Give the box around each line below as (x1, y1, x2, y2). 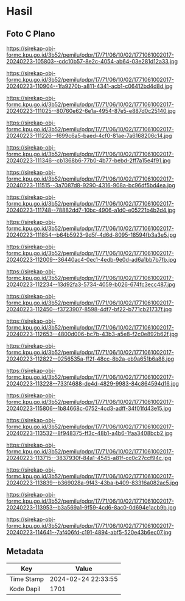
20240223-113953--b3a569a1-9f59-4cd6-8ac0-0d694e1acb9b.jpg (6, 504, 176, 511)
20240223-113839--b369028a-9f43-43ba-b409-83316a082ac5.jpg (6, 479, 178, 486)
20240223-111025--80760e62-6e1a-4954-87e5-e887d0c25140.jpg (6, 107, 176, 114)
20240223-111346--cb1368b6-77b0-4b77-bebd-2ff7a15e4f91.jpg (6, 157, 171, 164)
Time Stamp (9, 575, 44, 583)
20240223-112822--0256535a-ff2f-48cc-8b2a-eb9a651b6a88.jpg (6, 355, 175, 362)
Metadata (6, 546, 44, 556)
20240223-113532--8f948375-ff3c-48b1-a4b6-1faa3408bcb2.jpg (6, 430, 173, 437)
